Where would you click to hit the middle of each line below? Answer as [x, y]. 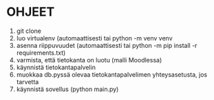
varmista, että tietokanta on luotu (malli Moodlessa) [89, 60]
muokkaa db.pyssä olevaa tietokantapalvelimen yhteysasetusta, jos [112, 74]
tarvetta [28, 82]
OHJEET [31, 12]
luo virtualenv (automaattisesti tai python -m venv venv [94, 38]
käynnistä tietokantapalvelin [56, 67]
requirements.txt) [41, 53]
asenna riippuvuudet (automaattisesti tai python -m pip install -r [107, 45]
